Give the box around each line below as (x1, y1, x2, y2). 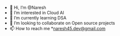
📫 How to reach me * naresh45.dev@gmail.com (9, 26, 106, 31)
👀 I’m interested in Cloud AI (9, 10, 65, 16)
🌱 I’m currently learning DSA (9, 15, 67, 20)
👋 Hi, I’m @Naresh (9, 5, 46, 10)
